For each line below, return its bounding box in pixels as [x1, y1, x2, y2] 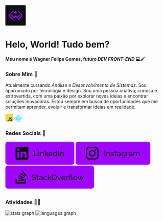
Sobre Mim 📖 [5, 70, 38, 78]
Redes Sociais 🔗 [5, 130, 46, 137]
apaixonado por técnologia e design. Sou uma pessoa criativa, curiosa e [5, 88, 157, 94]
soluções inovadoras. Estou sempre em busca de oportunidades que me [5, 99, 158, 105]
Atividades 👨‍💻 [5, 199, 41, 206]
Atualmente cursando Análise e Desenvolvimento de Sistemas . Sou [5, 82, 147, 88]
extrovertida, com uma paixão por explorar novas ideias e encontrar [5, 93, 148, 99]
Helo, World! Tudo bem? [5, 39, 110, 51]
